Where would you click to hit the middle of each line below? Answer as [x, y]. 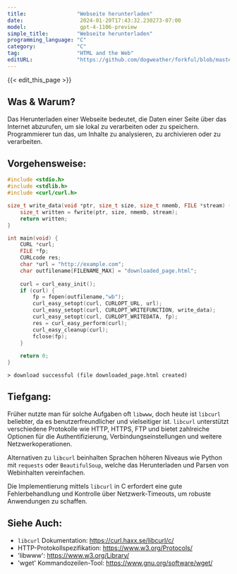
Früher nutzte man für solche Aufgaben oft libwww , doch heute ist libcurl [114, 414]
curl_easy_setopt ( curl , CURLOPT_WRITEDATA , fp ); [105, 317]
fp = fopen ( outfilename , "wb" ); [79, 297]
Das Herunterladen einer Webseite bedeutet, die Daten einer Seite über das [117, 119]
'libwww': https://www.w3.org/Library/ [73, 555]
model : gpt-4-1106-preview [72, 27]
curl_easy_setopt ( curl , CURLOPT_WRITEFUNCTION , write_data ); [124, 310]
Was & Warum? [41, 102]
